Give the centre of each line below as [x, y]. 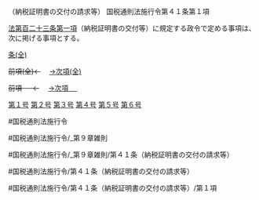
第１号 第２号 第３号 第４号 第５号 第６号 [75, 105]
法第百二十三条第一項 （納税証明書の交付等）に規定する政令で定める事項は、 [132, 28]
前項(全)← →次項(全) [45, 71]
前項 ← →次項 [38, 88]
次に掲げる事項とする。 [46, 38]
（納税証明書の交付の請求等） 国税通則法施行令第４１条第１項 [109, 11]
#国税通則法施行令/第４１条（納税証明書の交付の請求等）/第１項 [113, 188]
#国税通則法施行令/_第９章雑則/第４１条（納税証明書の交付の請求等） [121, 155]
